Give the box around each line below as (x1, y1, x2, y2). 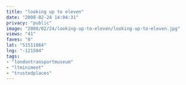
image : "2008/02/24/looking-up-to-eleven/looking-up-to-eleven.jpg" (6, 25, 181, 32)
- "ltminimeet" (6, 64, 44, 71)
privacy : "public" (6, 20, 52, 26)
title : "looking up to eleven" (6, 8, 84, 15)
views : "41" (6, 31, 36, 37)
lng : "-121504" (6, 48, 44, 54)
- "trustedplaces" (6, 70, 52, 76)
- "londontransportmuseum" (6, 59, 74, 65)
